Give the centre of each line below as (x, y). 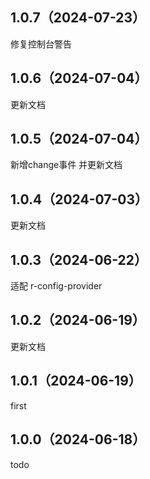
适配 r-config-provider (56, 286)
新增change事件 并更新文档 (66, 165)
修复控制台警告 (41, 44)
